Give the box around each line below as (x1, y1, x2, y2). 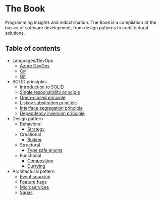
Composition (27, 157, 54, 164)
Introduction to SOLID (19, 84, 64, 90)
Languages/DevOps (12, 58, 54, 64)
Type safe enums (27, 147, 63, 153)
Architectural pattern (12, 168, 55, 174)
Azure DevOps (19, 63, 50, 68)
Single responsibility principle (19, 89, 80, 95)
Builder (27, 136, 42, 142)
